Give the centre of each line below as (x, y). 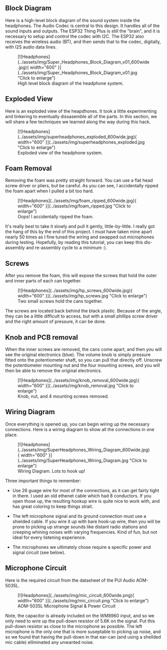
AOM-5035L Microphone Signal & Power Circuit (67, 606)
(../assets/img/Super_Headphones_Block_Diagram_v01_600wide (83, 62)
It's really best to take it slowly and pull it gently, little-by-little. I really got (80, 226)
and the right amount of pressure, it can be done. (56, 321)
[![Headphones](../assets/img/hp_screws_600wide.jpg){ (75, 290)
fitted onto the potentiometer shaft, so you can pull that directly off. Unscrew (84, 360)
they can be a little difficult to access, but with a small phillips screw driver (82, 316)
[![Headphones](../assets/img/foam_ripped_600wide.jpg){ (77, 201)
